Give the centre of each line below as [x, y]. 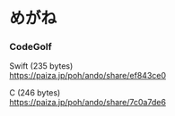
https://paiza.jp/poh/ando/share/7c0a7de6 [87, 103]
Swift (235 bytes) [41, 66]
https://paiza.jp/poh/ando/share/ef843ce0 [88, 76]
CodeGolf [31, 47]
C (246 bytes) [35, 93]
